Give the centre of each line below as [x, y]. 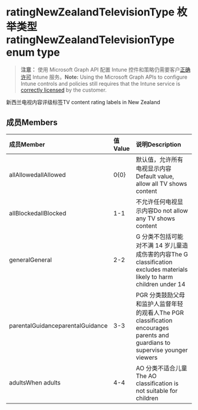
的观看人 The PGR [160, 312]
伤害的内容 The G [165, 254]
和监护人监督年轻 [160, 304]
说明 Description [159, 144]
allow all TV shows [161, 183]
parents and [152, 335]
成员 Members [32, 123]
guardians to [153, 343]
